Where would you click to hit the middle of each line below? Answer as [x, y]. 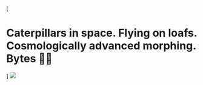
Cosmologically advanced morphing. [101, 46]
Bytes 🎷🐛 [29, 59]
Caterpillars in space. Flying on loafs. [102, 33]
